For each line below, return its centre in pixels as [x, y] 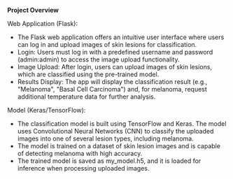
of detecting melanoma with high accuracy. [80, 153]
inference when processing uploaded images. [83, 168]
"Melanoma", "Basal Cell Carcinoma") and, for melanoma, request [112, 89]
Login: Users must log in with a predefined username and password [115, 52]
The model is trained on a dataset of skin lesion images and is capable [119, 146]
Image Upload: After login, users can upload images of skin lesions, [114, 67]
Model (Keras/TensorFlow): [47, 110]
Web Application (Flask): [43, 23]
